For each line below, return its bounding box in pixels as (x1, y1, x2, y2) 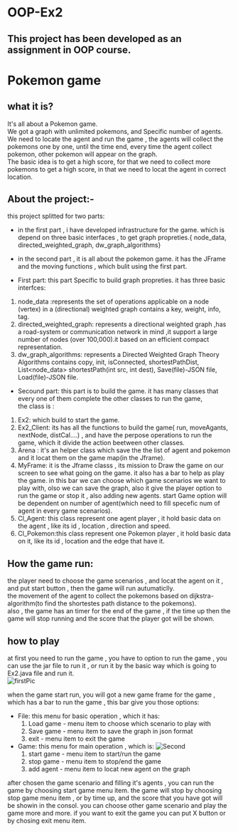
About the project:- (7, 193, 94, 205)
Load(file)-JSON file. (17, 373, 78, 382)
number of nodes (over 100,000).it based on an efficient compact (17, 336, 210, 344)
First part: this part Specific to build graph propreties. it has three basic (17, 276, 226, 285)
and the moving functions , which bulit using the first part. (17, 262, 188, 271)
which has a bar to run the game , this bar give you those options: (7, 698, 200, 707)
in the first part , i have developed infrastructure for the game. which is (17, 226, 225, 234)
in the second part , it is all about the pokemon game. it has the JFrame (17, 254, 226, 264)
